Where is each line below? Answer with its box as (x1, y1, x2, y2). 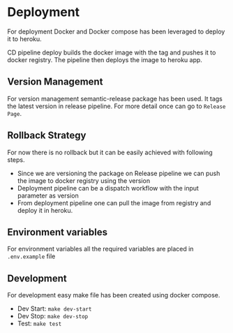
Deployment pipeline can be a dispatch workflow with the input (17, 184, 199, 192)
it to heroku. (7, 34, 42, 43)
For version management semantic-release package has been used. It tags (7, 94, 223, 103)
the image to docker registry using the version (17, 176, 151, 185)
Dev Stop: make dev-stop (17, 312, 89, 320)
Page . (7, 109, 22, 117)
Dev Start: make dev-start (17, 304, 92, 313)
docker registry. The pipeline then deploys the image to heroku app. (7, 55, 202, 64)
